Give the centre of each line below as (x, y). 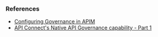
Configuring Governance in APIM (55, 22)
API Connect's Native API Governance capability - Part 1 (83, 28)
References (23, 9)
